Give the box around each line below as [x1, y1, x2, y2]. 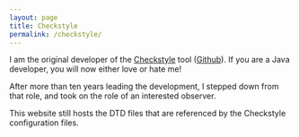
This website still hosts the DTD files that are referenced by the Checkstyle [9, 108, 286, 119]
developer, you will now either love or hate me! [9, 64, 182, 74]
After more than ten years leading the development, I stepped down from [9, 81, 279, 92]
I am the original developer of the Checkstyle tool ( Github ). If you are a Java [9, 55, 290, 65]
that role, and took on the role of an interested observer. [9, 90, 216, 101]
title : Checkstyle [9, 21, 78, 30]
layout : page [9, 13, 58, 22]
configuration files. [9, 117, 79, 128]
